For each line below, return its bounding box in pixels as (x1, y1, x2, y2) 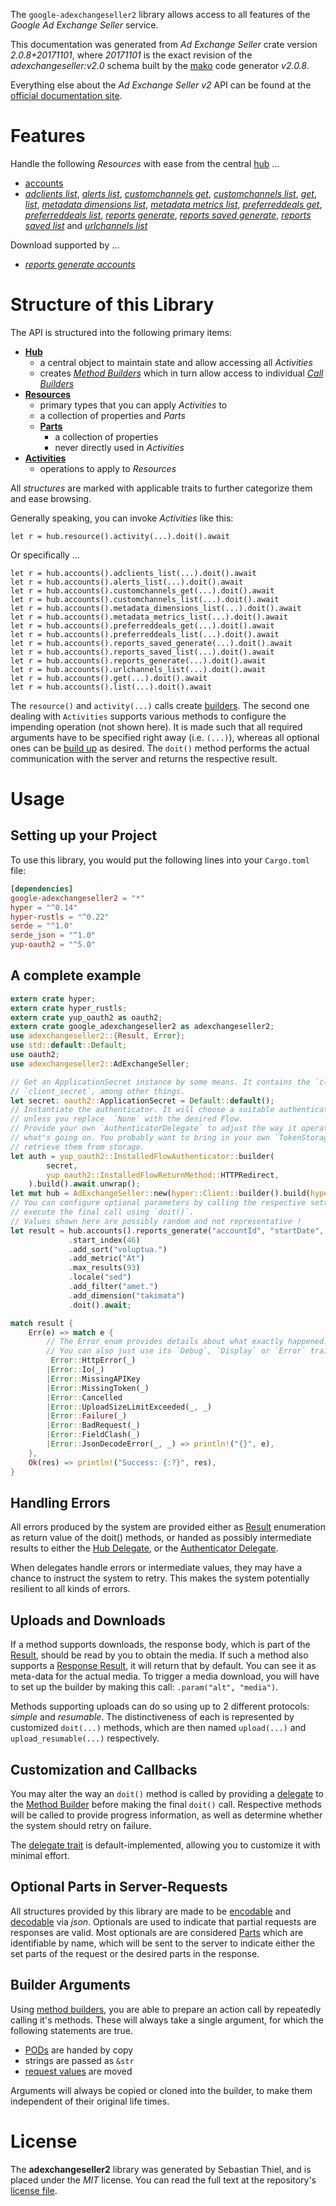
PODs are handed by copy (24, 2044, 134, 2056)
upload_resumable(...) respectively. (10, 1732, 160, 1744)
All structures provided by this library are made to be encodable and (10, 1905, 292, 1917)
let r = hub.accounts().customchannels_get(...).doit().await (10, 585, 275, 596)
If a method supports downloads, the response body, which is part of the (10, 1639, 311, 1651)
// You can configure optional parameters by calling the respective (10, 1198, 307, 1208)
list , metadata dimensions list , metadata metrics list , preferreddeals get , (24, 198, 323, 210)
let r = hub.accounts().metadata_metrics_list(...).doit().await (10, 612, 288, 622)
